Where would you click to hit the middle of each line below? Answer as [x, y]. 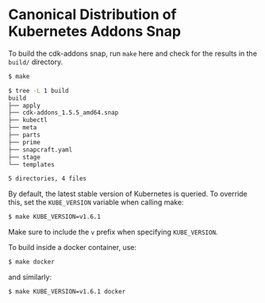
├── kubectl [28, 121]
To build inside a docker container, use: [73, 247]
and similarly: [30, 277]
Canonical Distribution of [92, 15]
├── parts [25, 135]
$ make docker [32, 262]
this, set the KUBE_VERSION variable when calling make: [96, 202]
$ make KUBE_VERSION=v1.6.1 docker [67, 292]
